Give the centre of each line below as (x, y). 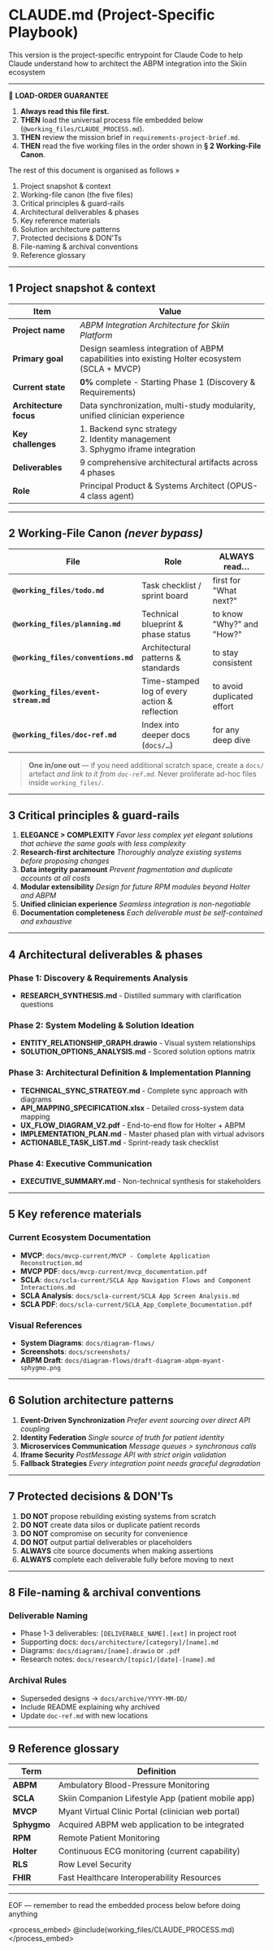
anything (23, 1914)
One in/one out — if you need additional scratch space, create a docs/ (146, 765)
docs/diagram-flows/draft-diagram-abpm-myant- (145, 1360)
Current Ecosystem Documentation (80, 1237)
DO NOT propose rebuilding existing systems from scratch (118, 1516)
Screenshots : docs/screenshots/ (75, 1351)
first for (227, 580)
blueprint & (162, 624)
